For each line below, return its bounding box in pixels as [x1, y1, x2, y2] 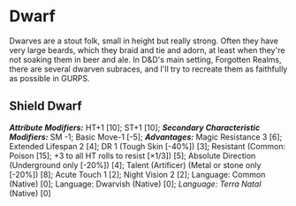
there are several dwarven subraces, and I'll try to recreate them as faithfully [9, 64, 288, 74]
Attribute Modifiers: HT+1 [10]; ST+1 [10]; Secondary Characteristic [9, 122, 261, 133]
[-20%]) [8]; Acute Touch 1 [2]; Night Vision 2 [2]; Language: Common [9, 169, 266, 179]
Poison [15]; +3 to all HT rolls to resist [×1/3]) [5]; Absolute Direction [9, 150, 256, 161]
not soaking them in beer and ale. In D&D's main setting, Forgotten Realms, [9, 54, 282, 65]
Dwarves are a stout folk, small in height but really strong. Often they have [9, 35, 278, 46]
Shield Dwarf [9, 99, 82, 114]
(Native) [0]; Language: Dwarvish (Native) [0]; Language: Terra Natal [9, 179, 262, 189]
